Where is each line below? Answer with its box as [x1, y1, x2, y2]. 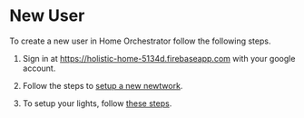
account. [22, 63, 56, 74]
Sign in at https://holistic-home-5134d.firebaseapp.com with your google [22, 53, 296, 64]
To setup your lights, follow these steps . [22, 97, 172, 109]
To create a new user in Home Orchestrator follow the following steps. [9, 35, 271, 46]
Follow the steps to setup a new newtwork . [22, 80, 183, 91]
